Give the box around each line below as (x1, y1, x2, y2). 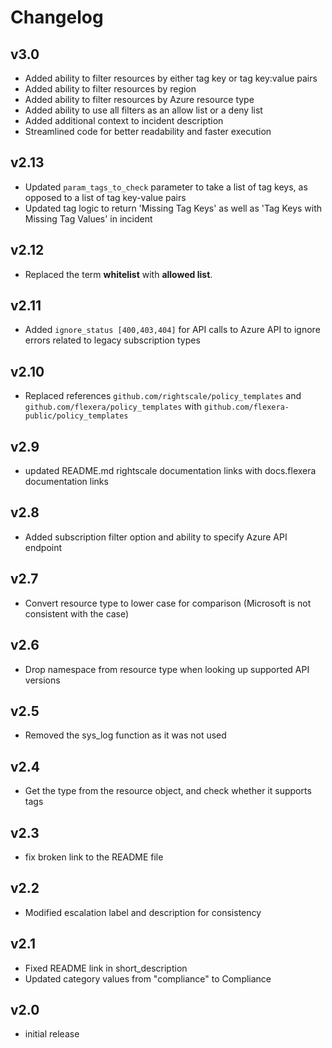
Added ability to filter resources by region (24, 83, 197, 95)
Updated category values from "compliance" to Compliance (24, 972, 272, 985)
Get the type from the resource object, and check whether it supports (24, 785, 312, 797)
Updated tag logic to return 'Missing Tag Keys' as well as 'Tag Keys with (24, 202, 323, 214)
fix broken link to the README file (24, 851, 164, 863)
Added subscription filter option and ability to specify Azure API (24, 531, 288, 543)
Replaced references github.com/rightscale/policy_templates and (24, 390, 302, 402)
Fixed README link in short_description (24, 962, 188, 974)
